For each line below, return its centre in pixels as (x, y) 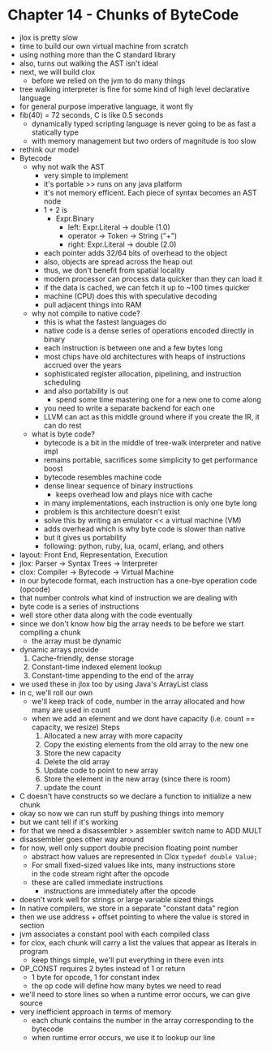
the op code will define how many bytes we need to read (126, 985)
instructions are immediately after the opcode (120, 891)
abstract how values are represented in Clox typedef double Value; (144, 856)
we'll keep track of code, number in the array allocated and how (138, 701)
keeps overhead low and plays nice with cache (134, 494)
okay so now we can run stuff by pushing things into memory (122, 813)
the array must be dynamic (77, 641)
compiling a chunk (50, 632)
